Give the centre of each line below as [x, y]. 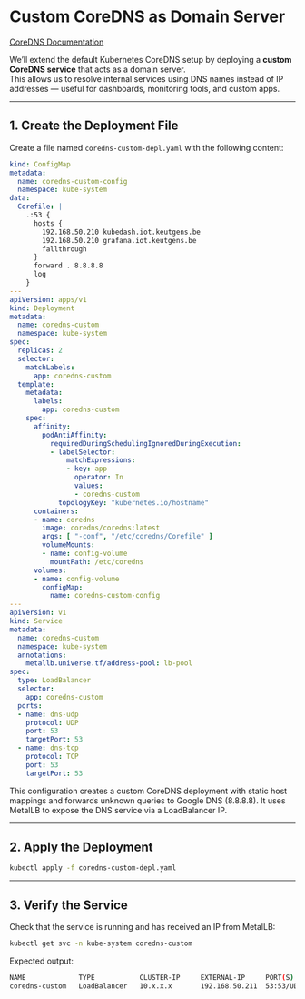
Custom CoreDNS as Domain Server [148, 17]
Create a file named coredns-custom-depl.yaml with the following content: [147, 147]
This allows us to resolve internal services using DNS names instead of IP [147, 78]
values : [89, 486]
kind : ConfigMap [40, 164]
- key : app [87, 469]
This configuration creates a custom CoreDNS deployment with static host [148, 791]
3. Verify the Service [69, 905]
